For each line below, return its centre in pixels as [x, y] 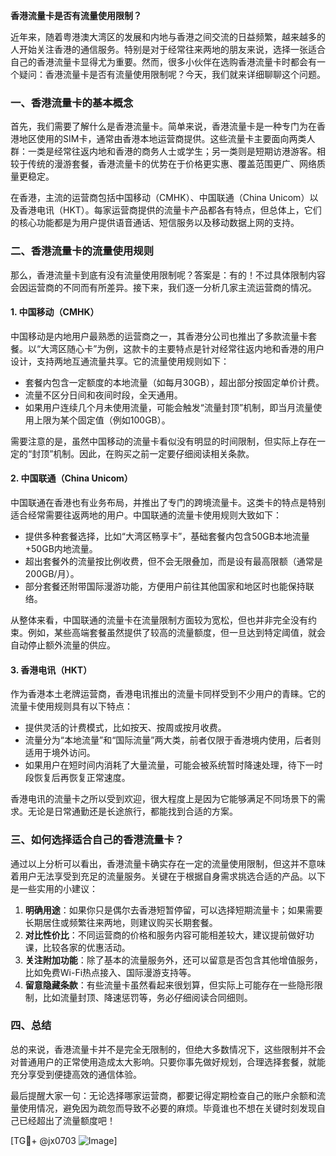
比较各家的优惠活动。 [86, 947]
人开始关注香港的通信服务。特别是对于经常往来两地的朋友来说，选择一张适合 [168, 49]
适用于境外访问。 [60, 753]
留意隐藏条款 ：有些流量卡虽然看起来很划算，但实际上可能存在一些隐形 [169, 985]
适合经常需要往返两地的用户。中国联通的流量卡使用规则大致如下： [146, 515]
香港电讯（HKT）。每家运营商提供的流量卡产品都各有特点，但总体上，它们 [170, 210]
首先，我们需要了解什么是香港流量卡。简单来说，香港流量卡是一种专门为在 [163, 126]
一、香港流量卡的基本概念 [72, 102]
